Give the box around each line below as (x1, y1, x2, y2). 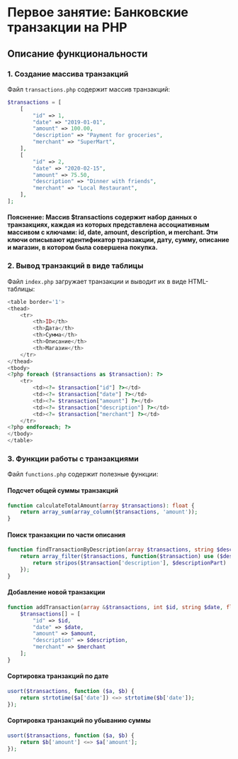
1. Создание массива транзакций (7, 69, 129, 79)
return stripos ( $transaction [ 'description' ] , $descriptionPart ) (33, 559, 227, 567)
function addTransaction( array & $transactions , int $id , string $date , (7, 604, 223, 611)
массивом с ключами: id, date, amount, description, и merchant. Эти (7, 228, 218, 236)
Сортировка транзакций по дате (7, 672, 109, 680)
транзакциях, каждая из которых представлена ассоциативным (7, 221, 210, 229)
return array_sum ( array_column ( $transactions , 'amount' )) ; (20, 508, 198, 515)
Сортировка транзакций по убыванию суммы (7, 716, 151, 725)
